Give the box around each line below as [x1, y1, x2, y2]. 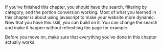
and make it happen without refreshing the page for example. [5, 25, 129, 31]
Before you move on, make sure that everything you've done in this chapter [5, 34, 157, 40]
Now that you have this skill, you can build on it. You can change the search [5, 19, 158, 25]
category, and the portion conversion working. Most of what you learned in [5, 9, 157, 15]
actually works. [5, 39, 36, 45]
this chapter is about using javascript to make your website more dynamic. [5, 15, 155, 20]
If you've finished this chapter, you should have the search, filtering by [5, 4, 147, 10]
